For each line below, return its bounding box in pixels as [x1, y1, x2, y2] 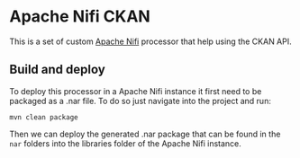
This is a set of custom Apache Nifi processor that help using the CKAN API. [9, 36, 293, 47]
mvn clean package [9, 112, 78, 122]
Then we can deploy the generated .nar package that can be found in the [9, 128, 281, 139]
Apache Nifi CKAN [9, 6, 150, 27]
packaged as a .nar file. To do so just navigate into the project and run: [9, 95, 272, 106]
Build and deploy [9, 62, 105, 77]
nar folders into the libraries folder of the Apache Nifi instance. [9, 137, 241, 149]
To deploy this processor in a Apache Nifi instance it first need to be [9, 85, 262, 96]
